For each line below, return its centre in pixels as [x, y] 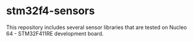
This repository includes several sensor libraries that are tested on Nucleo [96, 27]
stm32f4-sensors [50, 11]
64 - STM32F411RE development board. [55, 33]
